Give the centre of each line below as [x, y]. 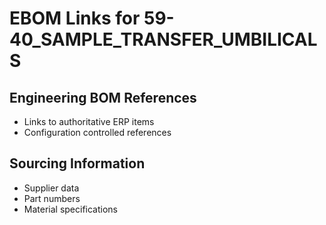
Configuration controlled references [97, 132]
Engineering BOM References [103, 97]
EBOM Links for [75, 18]
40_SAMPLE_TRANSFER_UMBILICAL [163, 39]
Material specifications [71, 209]
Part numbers [52, 198]
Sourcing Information [77, 163]
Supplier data [51, 188]
